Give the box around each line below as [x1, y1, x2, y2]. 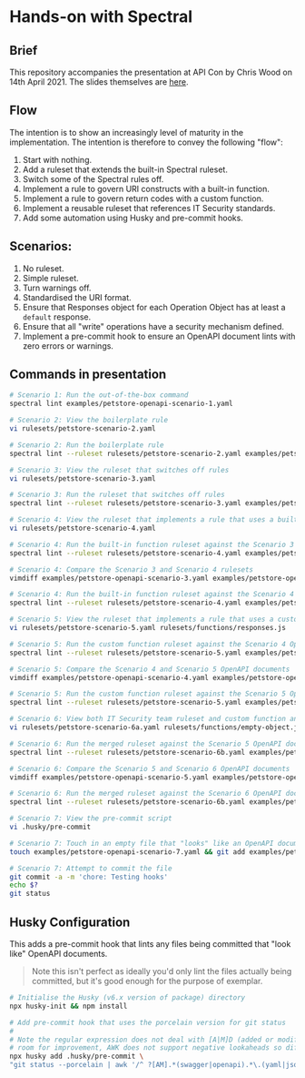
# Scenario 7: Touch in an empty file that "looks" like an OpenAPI [9, 839, 274, 848]
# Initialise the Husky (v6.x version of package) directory [9, 993, 246, 1002]
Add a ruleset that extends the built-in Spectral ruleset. [22, 164, 229, 175]
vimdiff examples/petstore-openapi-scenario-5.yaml [9, 772, 209, 782]
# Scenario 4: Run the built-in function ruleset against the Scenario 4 [9, 590, 295, 599]
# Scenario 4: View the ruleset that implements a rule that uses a [9, 515, 274, 524]
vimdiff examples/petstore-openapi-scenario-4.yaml [9, 673, 209, 682]
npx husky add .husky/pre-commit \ [9, 1052, 144, 1062]
